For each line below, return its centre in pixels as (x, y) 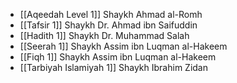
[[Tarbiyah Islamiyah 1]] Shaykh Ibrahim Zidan (113, 67)
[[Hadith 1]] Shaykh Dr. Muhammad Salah (104, 35)
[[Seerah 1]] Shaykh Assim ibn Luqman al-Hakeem (123, 46)
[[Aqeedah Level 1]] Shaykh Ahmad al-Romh (111, 14)
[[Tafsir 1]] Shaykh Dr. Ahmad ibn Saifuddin (108, 25)
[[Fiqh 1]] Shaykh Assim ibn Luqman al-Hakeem (118, 57)
